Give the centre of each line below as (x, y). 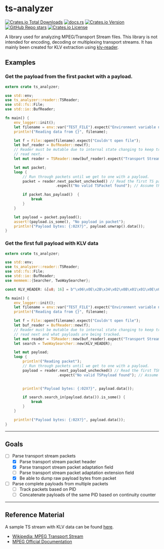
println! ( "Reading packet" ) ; (52, 361)
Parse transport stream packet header (58, 461)
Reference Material (35, 515)
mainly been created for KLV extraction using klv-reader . (62, 47)
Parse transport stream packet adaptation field (66, 467)
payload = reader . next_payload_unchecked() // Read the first (87, 370)
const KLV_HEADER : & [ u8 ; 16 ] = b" (40, 289)
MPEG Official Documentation (42, 541)
